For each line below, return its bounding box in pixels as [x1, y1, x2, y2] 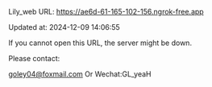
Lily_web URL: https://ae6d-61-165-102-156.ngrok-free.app [8, 7, 204, 16]
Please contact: [8, 54, 60, 63]
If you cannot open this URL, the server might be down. [8, 38, 192, 48]
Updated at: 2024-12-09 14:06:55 [8, 23, 121, 31]
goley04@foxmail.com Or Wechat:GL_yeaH [8, 69, 152, 79]
